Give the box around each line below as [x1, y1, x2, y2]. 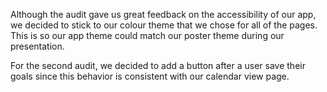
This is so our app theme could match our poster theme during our [10, 30, 285, 41]
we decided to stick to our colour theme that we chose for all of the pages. [10, 19, 318, 31]
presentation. [10, 40, 65, 52]
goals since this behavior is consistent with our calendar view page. [10, 70, 290, 82]
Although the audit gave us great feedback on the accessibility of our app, [10, 9, 317, 20]
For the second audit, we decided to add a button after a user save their [10, 60, 306, 71]
